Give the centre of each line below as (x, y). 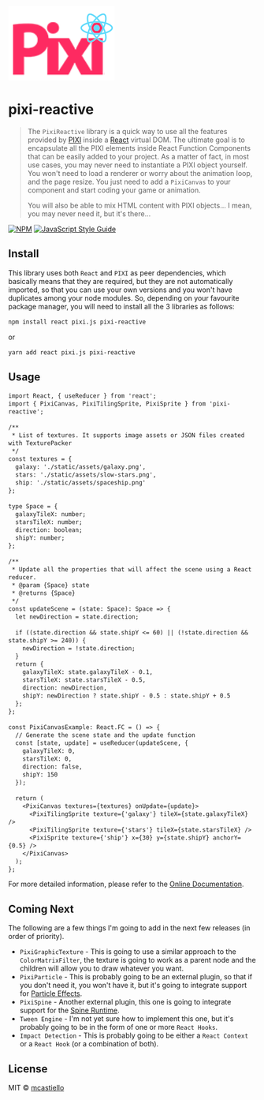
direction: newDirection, (65, 688)
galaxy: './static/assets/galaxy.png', (81, 467)
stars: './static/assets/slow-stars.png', (86, 475)
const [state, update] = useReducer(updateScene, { (102, 743)
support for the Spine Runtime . (69, 1010)
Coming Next (41, 909)
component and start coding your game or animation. (114, 190)
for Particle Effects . (51, 993)
